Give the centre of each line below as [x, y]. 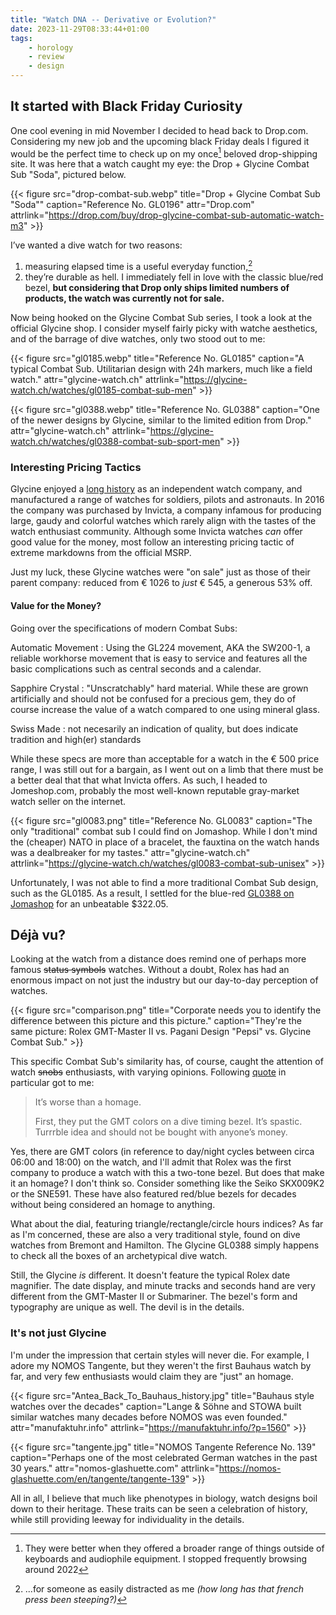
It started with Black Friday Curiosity [126, 106]
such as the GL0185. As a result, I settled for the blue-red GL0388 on [152, 893]
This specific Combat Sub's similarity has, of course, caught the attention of [167, 1062]
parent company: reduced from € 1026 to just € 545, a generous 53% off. [161, 583]
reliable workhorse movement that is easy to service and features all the [159, 658]
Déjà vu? [38, 935]
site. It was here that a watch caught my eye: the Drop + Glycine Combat [160, 164]
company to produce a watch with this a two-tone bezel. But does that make [167, 1173]
